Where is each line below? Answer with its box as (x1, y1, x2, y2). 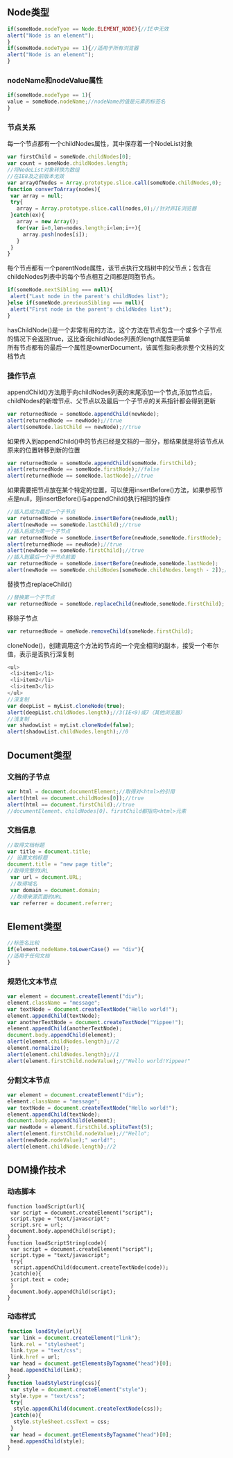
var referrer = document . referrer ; (10, 900, 113, 907)
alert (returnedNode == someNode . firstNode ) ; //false (7, 466, 159, 473)
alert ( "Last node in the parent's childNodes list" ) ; (10, 293, 169, 300)
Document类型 (7, 750, 71, 761)
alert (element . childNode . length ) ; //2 (7, 1143, 116, 1150)
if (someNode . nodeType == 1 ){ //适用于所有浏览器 (7, 44, 139, 52)
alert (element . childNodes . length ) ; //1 (7, 1051, 119, 1058)
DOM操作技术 (7, 1164, 66, 1176)
